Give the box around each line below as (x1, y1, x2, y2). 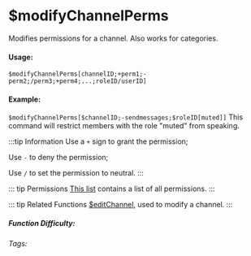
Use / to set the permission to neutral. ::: (8, 168, 145, 178)
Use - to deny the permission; (8, 153, 109, 163)
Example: (8, 94, 41, 104)
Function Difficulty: (8, 218, 76, 228)
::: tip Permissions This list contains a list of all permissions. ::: (8, 184, 215, 193)
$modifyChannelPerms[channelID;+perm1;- (8, 70, 148, 79)
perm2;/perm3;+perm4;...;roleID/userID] (8, 77, 148, 85)
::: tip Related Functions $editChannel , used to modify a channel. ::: (8, 200, 233, 210)
